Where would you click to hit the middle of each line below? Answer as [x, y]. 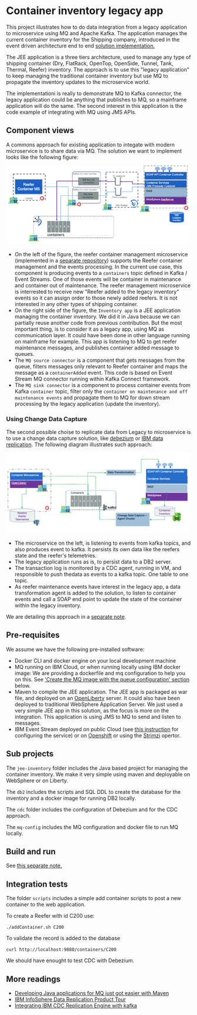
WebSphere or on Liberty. [37, 780]
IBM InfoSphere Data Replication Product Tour [70, 999]
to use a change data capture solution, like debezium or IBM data [85, 438]
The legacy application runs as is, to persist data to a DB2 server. [93, 562]
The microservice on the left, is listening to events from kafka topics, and [103, 543]
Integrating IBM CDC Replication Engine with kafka [76, 1005]
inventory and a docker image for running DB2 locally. [71, 798]
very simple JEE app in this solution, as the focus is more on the [91, 710]
